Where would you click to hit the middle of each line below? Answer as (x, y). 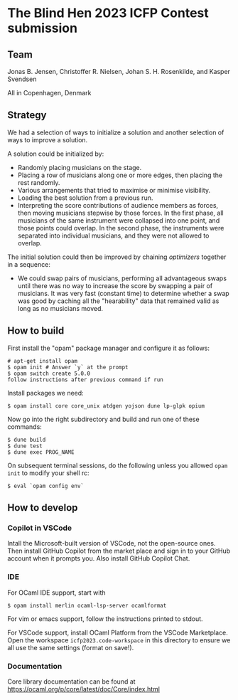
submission (43, 28)
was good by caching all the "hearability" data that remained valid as (118, 301)
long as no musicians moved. (60, 308)
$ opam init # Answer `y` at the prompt (68, 367)
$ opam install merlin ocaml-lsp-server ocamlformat (87, 605)
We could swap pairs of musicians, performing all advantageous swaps (122, 278)
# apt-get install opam (43, 361)
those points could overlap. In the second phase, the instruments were (121, 228)
